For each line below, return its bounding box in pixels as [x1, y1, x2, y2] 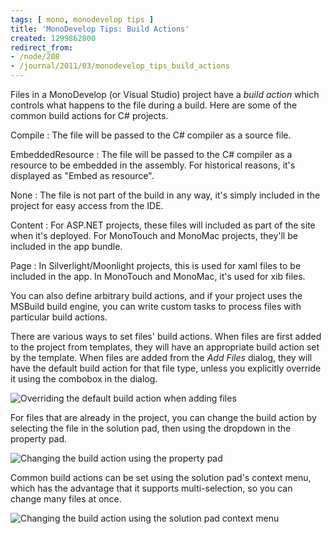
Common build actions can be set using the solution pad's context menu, [10, 472, 312, 483]
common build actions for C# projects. [10, 110, 169, 121]
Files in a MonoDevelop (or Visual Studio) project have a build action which [10, 89, 320, 100]
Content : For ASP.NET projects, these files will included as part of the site [10, 219, 316, 231]
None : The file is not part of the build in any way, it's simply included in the [10, 189, 321, 201]
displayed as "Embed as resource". [10, 170, 155, 181]
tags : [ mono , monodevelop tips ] [10, 14, 155, 25]
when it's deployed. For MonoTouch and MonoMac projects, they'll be [10, 230, 298, 241]
